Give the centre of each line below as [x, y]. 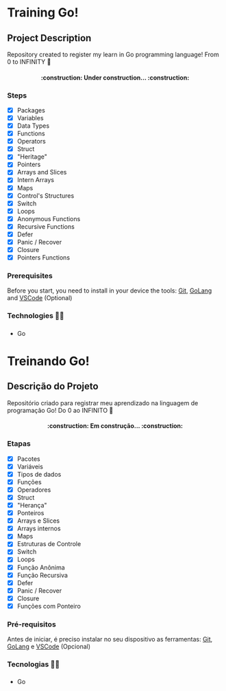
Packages [31, 110]
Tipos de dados [39, 474]
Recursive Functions [46, 226]
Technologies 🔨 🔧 [36, 316]
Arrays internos [39, 529]
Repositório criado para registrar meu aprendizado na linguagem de [103, 403]
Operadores [34, 490]
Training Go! [43, 13]
